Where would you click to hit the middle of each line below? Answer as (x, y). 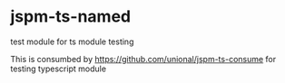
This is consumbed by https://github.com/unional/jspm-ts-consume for (143, 59)
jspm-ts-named (70, 17)
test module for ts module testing (72, 41)
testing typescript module (59, 69)
